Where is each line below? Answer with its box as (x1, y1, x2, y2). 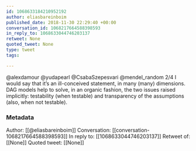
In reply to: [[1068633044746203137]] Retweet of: (68, 133, 191, 140)
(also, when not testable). (6, 98, 68, 106)
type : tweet (6, 47, 35, 53)
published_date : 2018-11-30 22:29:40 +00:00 (6, 19, 116, 25)
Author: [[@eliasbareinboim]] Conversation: (6, 126, 111, 133)
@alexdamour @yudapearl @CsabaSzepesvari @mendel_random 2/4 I (6, 73, 177, 80)
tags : (6, 52, 19, 58)
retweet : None (6, 36, 41, 42)
